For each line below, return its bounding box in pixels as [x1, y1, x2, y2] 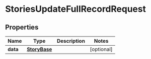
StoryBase [26, 46, 52, 53]
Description [57, 38, 85, 44]
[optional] [89, 46, 113, 53]
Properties [5, 23, 39, 31]
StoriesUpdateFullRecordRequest [5, 3, 146, 15]
